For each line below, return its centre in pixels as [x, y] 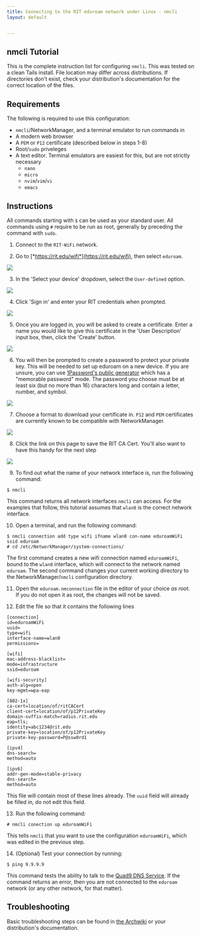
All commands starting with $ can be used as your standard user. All [90, 220]
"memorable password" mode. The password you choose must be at [100, 379]
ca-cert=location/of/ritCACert [46, 706]
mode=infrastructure [32, 664]
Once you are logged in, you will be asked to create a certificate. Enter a [104, 324]
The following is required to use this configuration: [68, 119]
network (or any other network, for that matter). [65, 888]
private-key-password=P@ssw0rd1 [47, 737]
